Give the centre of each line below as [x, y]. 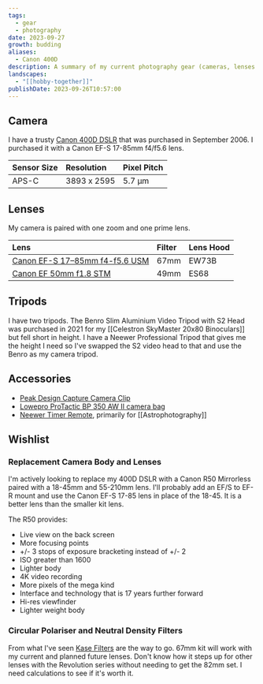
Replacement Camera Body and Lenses [85, 462]
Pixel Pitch [143, 168]
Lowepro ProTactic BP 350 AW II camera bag [92, 406]
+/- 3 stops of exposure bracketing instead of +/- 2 [103, 551]
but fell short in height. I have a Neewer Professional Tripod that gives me [127, 337]
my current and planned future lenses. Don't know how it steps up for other [130, 656]
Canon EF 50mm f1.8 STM [62, 273]
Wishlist [29, 440]
